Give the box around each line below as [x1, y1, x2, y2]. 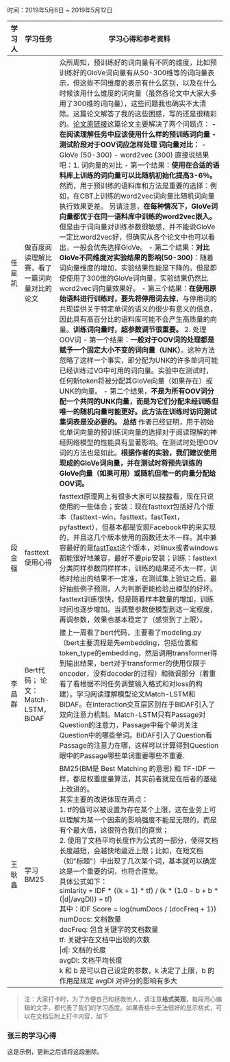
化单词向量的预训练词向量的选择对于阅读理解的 [59, 427, 210, 437]
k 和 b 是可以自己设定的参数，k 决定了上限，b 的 [59, 966, 215, 975]
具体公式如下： [59, 877, 107, 886]
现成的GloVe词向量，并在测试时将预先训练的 [59, 458, 203, 468]
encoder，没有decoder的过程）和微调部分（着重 [59, 669, 216, 678]
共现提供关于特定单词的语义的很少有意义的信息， [59, 304, 217, 314]
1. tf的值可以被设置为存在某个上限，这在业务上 [59, 805, 209, 814]
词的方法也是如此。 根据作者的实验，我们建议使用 [59, 448, 217, 457]
